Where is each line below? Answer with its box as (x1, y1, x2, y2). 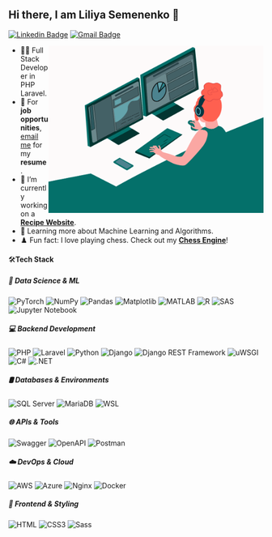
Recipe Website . (19, 217, 77, 227)
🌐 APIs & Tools (8, 417, 59, 427)
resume (19, 157, 47, 167)
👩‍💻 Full (19, 45, 44, 55)
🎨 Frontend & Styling (8, 499, 79, 509)
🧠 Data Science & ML (8, 276, 80, 286)
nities (19, 122, 40, 132)
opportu (19, 114, 49, 124)
